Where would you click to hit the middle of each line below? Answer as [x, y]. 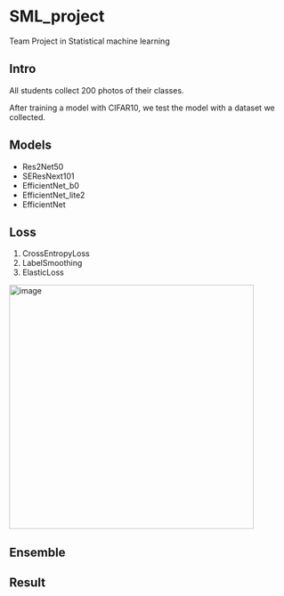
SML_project [57, 16]
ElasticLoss [43, 272]
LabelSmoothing [52, 263]
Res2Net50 [43, 166]
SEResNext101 [48, 176]
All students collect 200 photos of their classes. [97, 90]
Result [28, 583]
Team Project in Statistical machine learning [90, 41]
